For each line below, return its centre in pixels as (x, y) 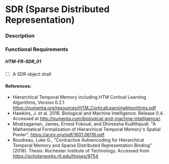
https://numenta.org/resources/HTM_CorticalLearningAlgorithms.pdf (84, 108)
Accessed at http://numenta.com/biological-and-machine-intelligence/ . (87, 119)
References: (18, 86)
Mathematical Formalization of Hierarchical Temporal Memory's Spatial (87, 129)
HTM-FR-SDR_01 (23, 61)
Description (20, 36)
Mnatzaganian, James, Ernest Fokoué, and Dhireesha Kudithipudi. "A (84, 124)
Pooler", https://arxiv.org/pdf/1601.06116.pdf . (59, 135)
